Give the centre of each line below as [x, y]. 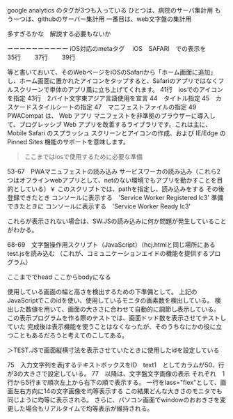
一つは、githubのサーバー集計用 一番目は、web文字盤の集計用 [102, 19]
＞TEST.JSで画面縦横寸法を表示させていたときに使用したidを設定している [113, 350]
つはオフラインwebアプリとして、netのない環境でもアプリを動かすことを [112, 180]
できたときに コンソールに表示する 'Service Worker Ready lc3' [99, 206]
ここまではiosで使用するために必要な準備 [83, 157]
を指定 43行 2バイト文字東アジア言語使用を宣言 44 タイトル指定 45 [109, 98]
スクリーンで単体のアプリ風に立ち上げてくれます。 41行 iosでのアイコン [118, 90]
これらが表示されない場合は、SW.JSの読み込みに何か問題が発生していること [117, 221]
